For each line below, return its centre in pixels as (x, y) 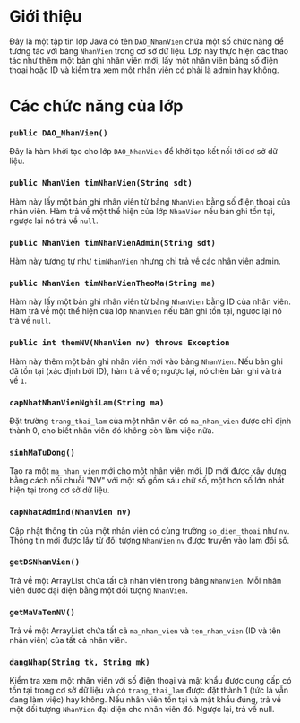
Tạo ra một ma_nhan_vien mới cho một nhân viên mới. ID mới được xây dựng (148, 471)
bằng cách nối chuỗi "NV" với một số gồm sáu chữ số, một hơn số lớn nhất (147, 481)
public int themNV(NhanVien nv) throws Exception (120, 343)
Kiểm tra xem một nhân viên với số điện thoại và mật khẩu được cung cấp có (150, 681)
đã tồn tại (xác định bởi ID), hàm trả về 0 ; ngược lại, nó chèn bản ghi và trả (146, 370)
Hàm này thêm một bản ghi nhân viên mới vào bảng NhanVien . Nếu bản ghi (146, 361)
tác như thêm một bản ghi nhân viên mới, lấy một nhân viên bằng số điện (144, 60)
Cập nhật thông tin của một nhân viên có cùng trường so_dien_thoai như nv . (150, 530)
